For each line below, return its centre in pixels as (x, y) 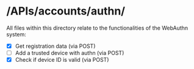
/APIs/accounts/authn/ (66, 11)
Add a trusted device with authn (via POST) (70, 53)
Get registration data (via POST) (55, 46)
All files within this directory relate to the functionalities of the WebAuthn (97, 28)
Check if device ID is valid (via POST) (62, 60)
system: (16, 34)
